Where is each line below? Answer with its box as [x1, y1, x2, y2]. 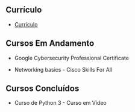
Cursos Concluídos [5, 84, 80, 94]
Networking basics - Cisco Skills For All [14, 66, 113, 73]
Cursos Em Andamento [5, 39, 95, 49]
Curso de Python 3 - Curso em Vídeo [14, 99, 107, 107]
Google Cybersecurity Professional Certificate [14, 54, 129, 61]
